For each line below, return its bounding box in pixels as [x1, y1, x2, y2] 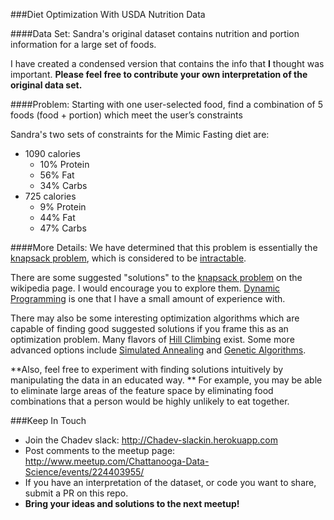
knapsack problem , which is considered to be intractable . [10, 252, 247, 264]
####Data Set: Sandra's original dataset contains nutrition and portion [10, 28, 300, 39]
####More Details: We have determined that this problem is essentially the [10, 242, 318, 253]
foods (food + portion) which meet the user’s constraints [10, 109, 243, 121]
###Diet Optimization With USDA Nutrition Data [10, 9, 206, 20]
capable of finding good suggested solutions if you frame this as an [10, 323, 289, 334]
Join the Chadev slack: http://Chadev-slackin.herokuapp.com [24, 434, 278, 446]
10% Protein [39, 159, 90, 170]
